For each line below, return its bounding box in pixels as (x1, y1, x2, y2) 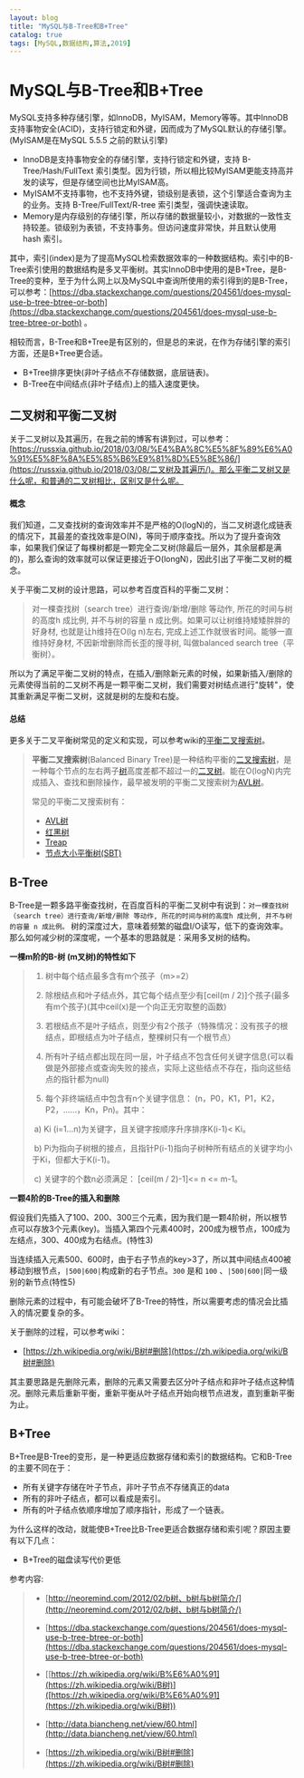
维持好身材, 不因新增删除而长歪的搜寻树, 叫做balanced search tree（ (31, 637, 287, 648)
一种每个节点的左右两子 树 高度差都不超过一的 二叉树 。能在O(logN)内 (31, 765, 283, 776)
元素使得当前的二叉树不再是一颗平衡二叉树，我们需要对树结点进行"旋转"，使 (9, 679, 295, 690)
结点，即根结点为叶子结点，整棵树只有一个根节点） (44, 1032, 236, 1043)
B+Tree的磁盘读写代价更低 (22, 1554, 121, 1565)
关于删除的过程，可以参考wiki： (9, 1326, 128, 1337)
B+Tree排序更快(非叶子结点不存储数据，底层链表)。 (22, 367, 214, 378)
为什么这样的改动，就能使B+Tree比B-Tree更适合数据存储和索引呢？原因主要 (9, 1524, 291, 1535)
